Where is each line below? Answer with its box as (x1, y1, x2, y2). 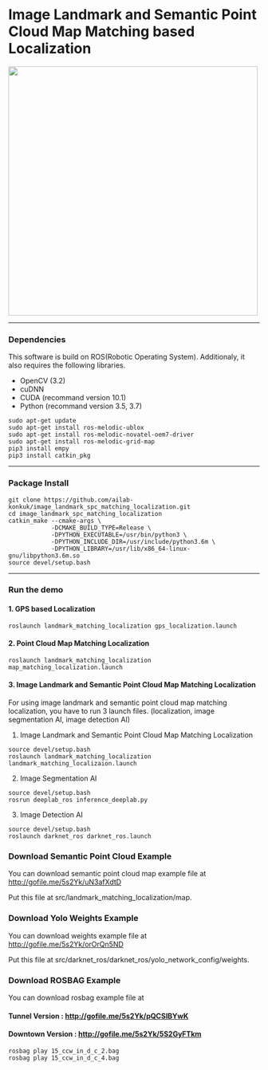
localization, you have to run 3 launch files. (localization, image (8, 706, 215, 716)
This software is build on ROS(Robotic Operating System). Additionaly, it (8, 352, 245, 362)
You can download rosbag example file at (8, 993, 145, 1002)
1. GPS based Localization (8, 604, 96, 614)
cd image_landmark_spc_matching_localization (8, 509, 162, 517)
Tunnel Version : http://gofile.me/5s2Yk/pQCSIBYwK (8, 1011, 189, 1021)
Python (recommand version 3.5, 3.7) (19, 401, 142, 411)
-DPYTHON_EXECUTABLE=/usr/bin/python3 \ (50, 530, 187, 539)
